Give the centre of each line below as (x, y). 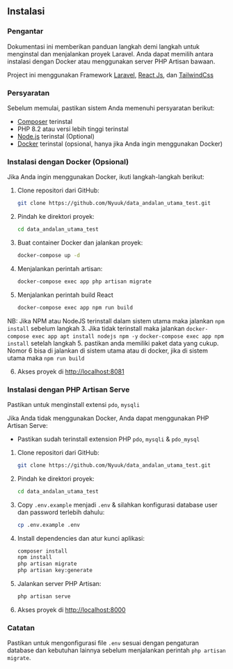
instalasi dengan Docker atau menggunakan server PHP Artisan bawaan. (111, 61)
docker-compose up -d (48, 256)
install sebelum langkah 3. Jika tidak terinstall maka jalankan (96, 328)
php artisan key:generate (55, 571)
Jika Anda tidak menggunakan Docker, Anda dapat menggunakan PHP (108, 418)
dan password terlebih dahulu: (61, 512)
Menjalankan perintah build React (65, 295)
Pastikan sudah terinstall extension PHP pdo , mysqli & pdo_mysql (109, 439)
